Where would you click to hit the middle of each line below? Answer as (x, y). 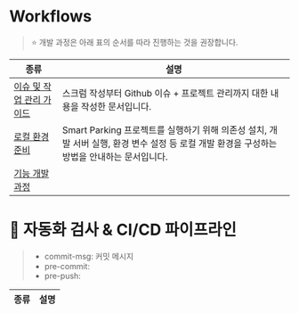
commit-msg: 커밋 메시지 (89, 256)
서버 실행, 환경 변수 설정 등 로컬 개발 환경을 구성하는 (175, 143)
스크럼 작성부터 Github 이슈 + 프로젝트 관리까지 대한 (165, 93)
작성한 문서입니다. (116, 106)
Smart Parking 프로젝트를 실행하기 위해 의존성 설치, (165, 129)
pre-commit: (67, 266)
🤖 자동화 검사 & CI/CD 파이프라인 (123, 230)
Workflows (50, 16)
